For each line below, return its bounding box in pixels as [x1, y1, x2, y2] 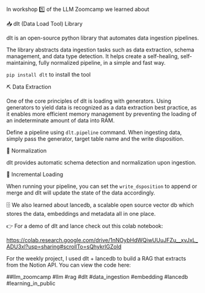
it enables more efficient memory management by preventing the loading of [6, 110, 197, 117]
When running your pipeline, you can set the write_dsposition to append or [6, 183, 198, 190]
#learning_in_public [6, 280, 56, 287]
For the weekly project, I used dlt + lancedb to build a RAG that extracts [6, 255, 187, 262]
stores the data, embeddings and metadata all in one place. [6, 210, 156, 217]
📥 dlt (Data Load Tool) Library [6, 20, 83, 27]
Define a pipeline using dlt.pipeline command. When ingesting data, [6, 128, 182, 136]
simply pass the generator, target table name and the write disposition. [6, 135, 185, 143]
